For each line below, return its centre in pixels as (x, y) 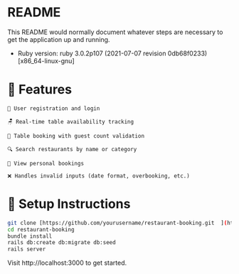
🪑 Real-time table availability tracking (70, 121)
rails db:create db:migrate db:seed (62, 243)
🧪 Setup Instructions (69, 204)
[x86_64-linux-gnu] (46, 60)
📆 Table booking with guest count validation (76, 136)
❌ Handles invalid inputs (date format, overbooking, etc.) (99, 176)
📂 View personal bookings (46, 163)
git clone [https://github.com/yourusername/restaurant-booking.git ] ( (117, 223)
